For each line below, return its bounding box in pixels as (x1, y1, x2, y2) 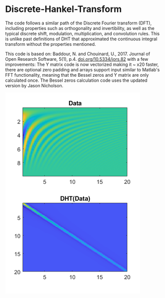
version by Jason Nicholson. (5, 82, 64, 88)
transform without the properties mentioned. (5, 41, 96, 47)
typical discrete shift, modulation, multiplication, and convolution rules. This (5, 30, 160, 36)
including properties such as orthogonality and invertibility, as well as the (5, 25, 155, 31)
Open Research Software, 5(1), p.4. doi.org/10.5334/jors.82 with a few (5, 56, 149, 62)
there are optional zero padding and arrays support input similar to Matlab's (5, 66, 160, 73)
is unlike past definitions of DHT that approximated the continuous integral (5, 36, 158, 42)
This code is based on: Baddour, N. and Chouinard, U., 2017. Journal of (5, 51, 151, 57)
